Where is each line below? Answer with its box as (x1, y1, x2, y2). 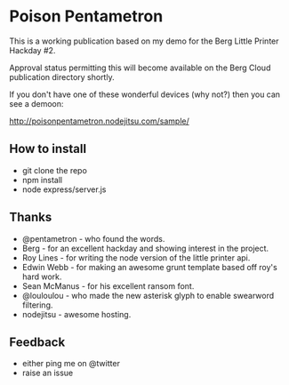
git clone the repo (21, 164, 87, 175)
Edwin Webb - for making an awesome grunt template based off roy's (21, 261, 277, 272)
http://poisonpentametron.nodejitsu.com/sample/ (9, 116, 189, 126)
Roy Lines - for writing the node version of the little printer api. (21, 252, 251, 263)
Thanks (9, 210, 52, 225)
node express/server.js (21, 184, 107, 195)
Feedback (9, 334, 66, 349)
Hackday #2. (9, 44, 56, 55)
